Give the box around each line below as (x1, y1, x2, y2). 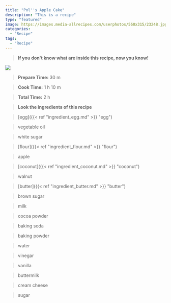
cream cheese (17, 282, 48, 288)
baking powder (17, 232, 50, 239)
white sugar (17, 133, 43, 139)
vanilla (17, 262, 32, 268)
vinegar (17, 252, 34, 259)
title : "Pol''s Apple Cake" (5, 7, 65, 13)
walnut (17, 173, 32, 179)
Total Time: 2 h (17, 94, 50, 100)
